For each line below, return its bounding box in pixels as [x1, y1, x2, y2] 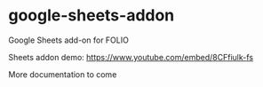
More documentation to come [8, 68, 117, 80]
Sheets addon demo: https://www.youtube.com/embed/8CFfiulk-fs [8, 51, 254, 62]
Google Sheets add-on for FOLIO [8, 35, 130, 45]
